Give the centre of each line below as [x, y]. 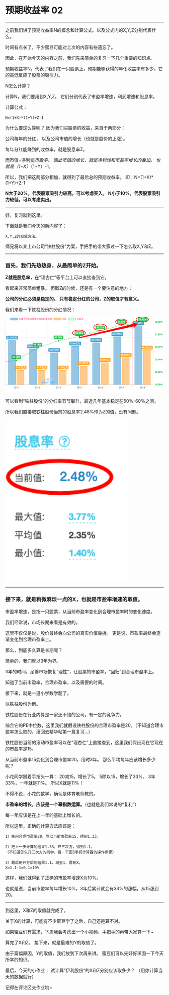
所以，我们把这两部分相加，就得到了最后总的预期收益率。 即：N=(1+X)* [79, 177]
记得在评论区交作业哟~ [29, 987]
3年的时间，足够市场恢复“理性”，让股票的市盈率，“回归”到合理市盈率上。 [81, 671]
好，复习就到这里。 [25, 215]
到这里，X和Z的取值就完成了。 [37, 910]
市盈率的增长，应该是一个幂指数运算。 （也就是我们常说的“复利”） [72, 804]
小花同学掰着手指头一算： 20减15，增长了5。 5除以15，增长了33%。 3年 [80, 776]
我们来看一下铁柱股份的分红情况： [40, 310]
